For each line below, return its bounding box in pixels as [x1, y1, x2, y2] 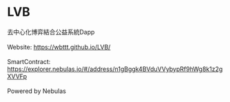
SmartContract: [7, 57, 51, 65]
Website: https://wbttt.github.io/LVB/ [7, 43, 111, 51]
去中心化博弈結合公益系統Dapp [7, 28, 95, 36]
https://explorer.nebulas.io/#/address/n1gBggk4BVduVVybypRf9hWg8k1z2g [7, 65, 223, 73]
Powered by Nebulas [7, 87, 67, 95]
